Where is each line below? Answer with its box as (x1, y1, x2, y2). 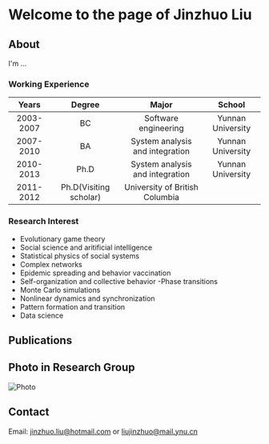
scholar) (69, 192, 102, 203)
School (217, 99, 246, 110)
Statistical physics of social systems (19, 250, 140, 261)
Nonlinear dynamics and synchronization (19, 294, 155, 303)
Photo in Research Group (8, 361, 135, 374)
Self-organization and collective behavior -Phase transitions (19, 276, 219, 286)
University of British (123, 182, 199, 193)
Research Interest (8, 216, 79, 227)
